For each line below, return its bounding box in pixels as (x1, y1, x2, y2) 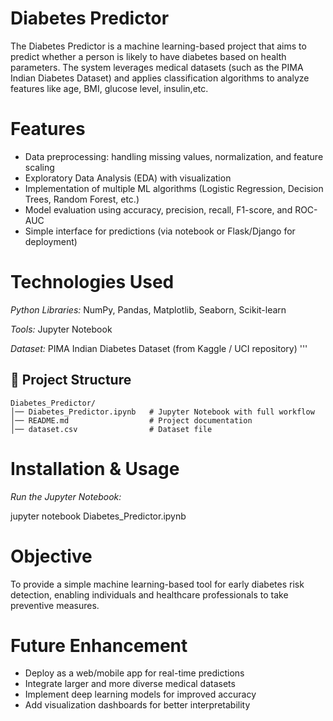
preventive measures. (10, 599, 100, 611)
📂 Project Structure (10, 372, 132, 389)
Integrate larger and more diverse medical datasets (24, 678, 236, 690)
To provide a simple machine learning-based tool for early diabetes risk (10, 578, 305, 590)
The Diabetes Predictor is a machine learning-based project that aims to (10, 40, 307, 52)
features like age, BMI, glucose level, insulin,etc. (10, 82, 209, 94)
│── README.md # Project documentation (10, 415, 253, 426)
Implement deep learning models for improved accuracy (24, 688, 257, 701)
